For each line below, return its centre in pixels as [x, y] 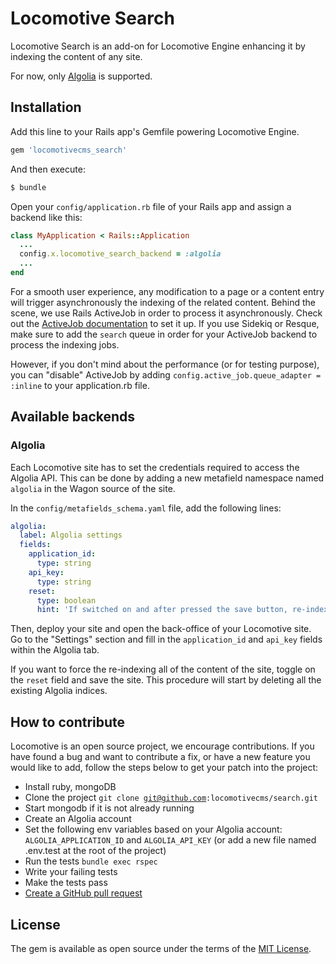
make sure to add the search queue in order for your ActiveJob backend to [164, 334]
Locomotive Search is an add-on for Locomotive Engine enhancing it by [158, 46]
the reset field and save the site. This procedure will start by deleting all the [166, 680]
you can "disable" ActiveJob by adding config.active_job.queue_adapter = [166, 374]
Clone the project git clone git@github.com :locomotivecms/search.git [171, 798]
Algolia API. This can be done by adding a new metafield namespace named [167, 478]
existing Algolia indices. [59, 691]
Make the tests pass [66, 883]
